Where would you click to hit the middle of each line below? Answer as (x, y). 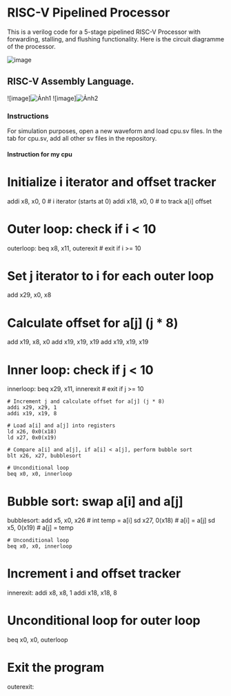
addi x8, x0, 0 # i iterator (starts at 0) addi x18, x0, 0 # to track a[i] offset (110, 201)
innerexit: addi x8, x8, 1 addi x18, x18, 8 (62, 593)
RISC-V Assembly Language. (71, 82)
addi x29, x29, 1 (32, 408)
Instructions (28, 116)
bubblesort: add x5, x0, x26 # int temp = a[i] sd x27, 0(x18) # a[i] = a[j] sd (111, 520)
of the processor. (32, 46)
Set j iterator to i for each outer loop (111, 276)
